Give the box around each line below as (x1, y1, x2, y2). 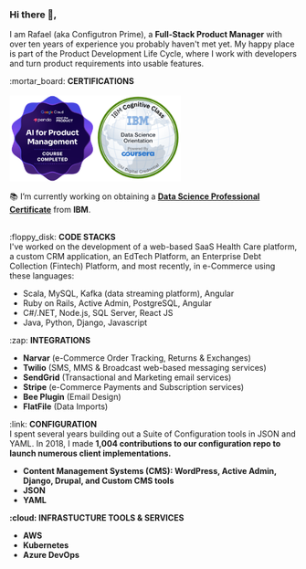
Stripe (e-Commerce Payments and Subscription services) (22, 382, 245, 393)
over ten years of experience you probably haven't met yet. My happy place (9, 38, 295, 49)
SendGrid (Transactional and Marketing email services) (22, 372, 232, 383)
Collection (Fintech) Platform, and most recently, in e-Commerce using (9, 260, 276, 272)
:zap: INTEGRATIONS (9, 335, 91, 346)
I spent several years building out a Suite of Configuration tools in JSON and (9, 428, 296, 439)
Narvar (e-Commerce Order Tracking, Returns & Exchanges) (22, 353, 251, 364)
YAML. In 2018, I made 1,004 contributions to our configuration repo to (9, 438, 281, 449)
